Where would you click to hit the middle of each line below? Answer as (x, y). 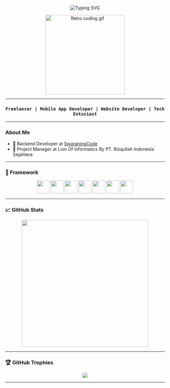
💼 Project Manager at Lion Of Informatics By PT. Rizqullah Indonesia (83, 149)
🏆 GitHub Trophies (29, 363)
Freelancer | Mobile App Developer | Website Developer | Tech (85, 109)
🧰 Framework (22, 172)
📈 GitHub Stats (25, 210)
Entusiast (85, 114)
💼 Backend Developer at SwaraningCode (55, 143)
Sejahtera (23, 154)
